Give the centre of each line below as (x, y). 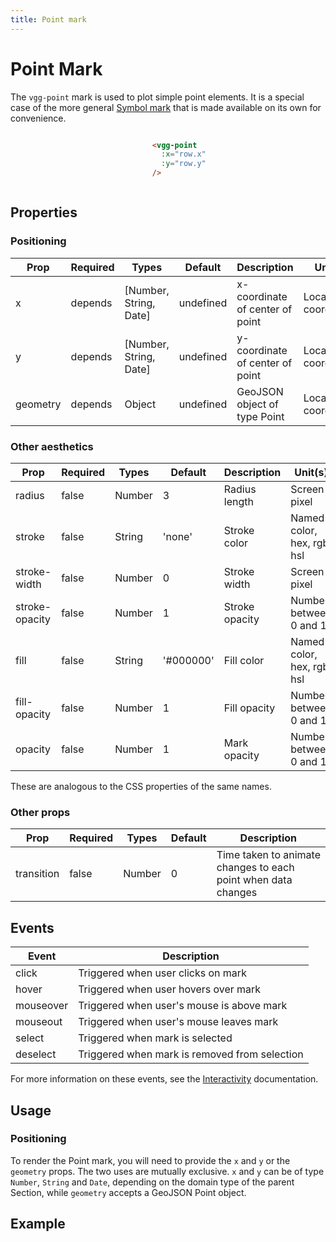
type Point (260, 416)
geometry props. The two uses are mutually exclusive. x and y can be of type (167, 1171)
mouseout (39, 1022)
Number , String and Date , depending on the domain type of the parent (152, 1182)
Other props (40, 812)
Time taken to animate (268, 855)
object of (257, 404)
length (238, 502)
